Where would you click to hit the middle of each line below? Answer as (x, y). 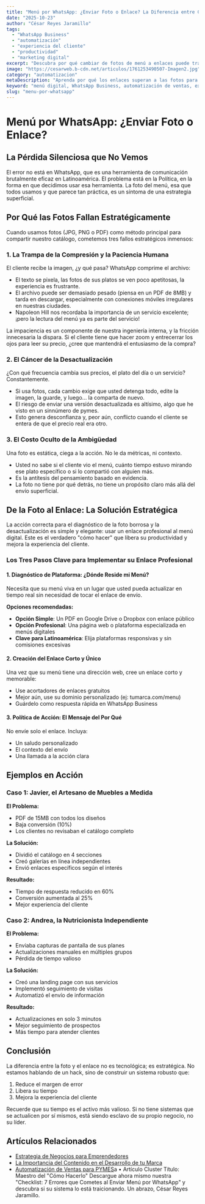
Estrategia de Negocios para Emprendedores (72, 1156)
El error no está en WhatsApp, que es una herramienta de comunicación (97, 172)
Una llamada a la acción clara (52, 756)
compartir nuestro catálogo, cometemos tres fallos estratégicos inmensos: (100, 239)
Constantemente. (28, 380)
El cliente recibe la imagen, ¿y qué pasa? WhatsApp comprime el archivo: (99, 267)
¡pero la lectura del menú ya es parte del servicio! (77, 318)
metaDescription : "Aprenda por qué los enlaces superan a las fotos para (102, 80)
